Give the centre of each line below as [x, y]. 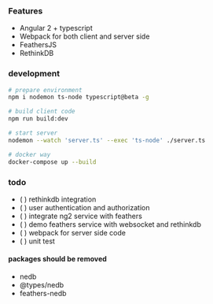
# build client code [42, 112]
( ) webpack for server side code [72, 232]
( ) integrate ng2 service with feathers [81, 216]
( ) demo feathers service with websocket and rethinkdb [110, 224]
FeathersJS [38, 45]
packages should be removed [58, 259]
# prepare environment [45, 90]
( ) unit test [37, 241]
